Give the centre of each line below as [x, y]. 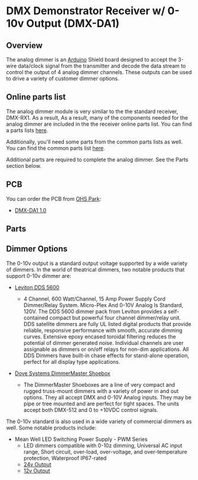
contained [36, 318]
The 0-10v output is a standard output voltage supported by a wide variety [97, 263]
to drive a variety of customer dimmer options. [63, 79]
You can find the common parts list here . [56, 148]
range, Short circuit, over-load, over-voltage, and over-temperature [105, 452]
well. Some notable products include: [51, 427]
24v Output [37, 464]
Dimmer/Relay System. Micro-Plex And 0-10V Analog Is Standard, [103, 305]
